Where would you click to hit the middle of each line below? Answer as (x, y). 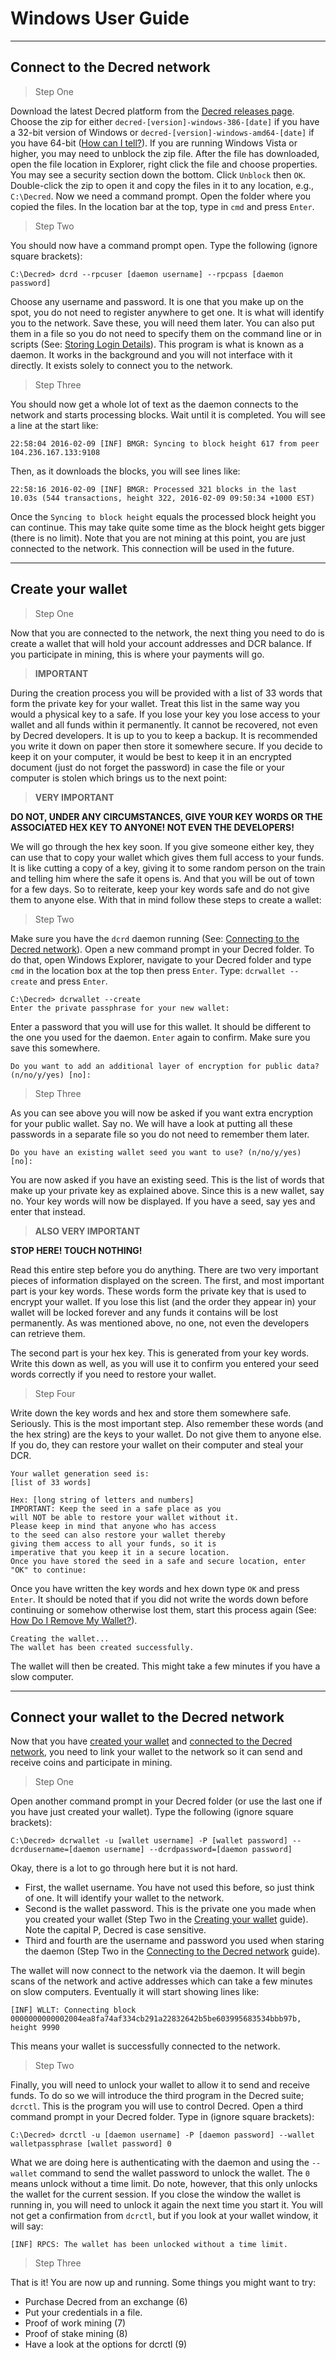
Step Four (55, 1393)
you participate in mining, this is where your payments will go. (137, 654)
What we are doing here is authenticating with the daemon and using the (160, 2163)
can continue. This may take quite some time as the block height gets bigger (167, 527)
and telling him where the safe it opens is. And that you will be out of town (162, 878)
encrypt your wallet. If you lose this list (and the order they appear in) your (163, 1301)
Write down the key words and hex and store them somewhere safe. (151, 1413)
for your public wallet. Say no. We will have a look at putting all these (151, 1123)
